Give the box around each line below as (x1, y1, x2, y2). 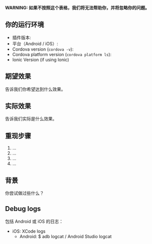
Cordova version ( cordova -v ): (12, 46, 74, 52)
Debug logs (5, 205, 41, 213)
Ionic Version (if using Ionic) (12, 57, 69, 62)
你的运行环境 (5, 21, 44, 29)
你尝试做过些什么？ (5, 190, 44, 196)
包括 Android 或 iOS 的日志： (5, 218, 63, 224)
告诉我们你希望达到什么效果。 (5, 86, 65, 92)
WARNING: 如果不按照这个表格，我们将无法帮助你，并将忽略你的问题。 (5, 5, 150, 10)
